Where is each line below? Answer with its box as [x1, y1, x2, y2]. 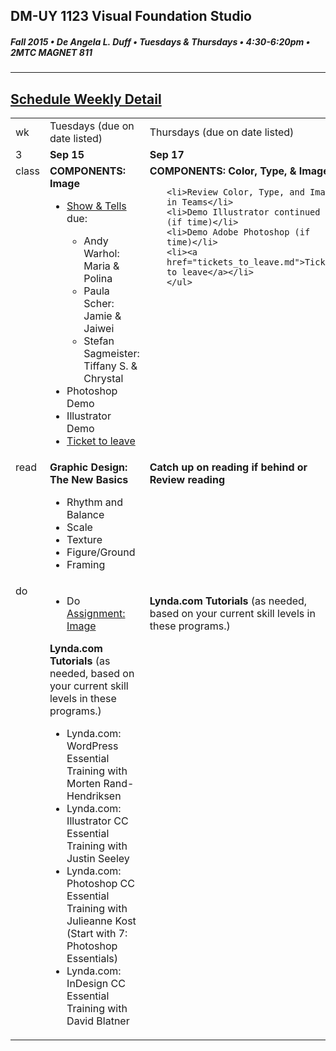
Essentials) [66, 952, 119, 966]
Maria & [83, 259, 120, 273]
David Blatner [66, 1014, 130, 1028]
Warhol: [83, 247, 120, 261]
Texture [66, 533, 103, 547]
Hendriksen [66, 789, 122, 803]
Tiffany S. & [83, 359, 138, 373]
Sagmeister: [83, 347, 140, 361]
